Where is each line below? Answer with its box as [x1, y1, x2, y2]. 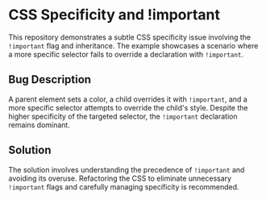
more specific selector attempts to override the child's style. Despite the [8, 102, 248, 112]
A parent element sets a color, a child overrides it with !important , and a [8, 94, 247, 104]
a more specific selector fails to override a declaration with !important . [8, 49, 244, 59]
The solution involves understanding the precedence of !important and [8, 165, 245, 174]
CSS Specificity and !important [8, 6, 220, 24]
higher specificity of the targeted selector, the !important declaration [8, 111, 238, 121]
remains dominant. [8, 119, 70, 130]
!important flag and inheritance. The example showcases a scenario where [8, 40, 259, 50]
